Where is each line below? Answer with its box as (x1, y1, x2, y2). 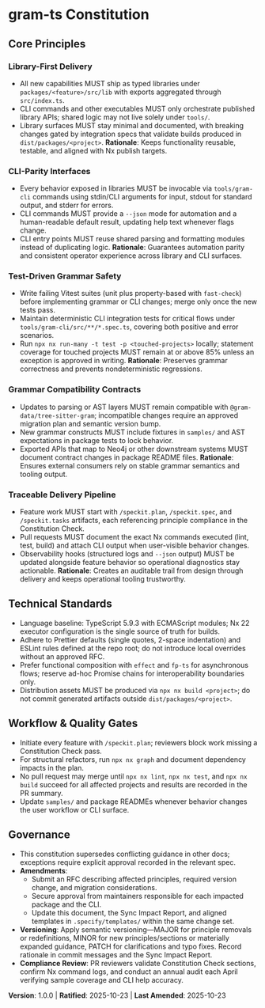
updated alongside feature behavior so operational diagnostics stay (19, 558, 240, 567)
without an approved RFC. (19, 651, 105, 661)
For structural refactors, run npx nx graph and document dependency (19, 754, 247, 764)
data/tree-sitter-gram (19, 411, 95, 420)
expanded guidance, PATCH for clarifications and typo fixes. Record (19, 942, 242, 951)
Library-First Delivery (8, 61, 93, 72)
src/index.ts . (19, 95, 65, 104)
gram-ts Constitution (8, 6, 150, 24)
